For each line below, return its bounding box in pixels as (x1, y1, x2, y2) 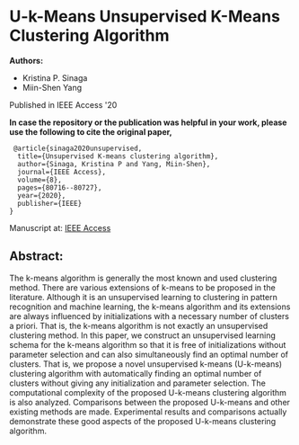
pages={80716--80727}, (17, 182, 102, 192)
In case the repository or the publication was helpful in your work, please (9, 117, 287, 128)
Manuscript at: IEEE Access (9, 222, 111, 233)
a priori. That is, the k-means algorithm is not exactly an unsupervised (9, 320, 268, 331)
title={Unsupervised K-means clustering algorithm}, (17, 151, 219, 161)
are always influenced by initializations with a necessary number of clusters (9, 310, 290, 321)
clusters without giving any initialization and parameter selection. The (9, 378, 267, 388)
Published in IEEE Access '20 (9, 99, 118, 110)
